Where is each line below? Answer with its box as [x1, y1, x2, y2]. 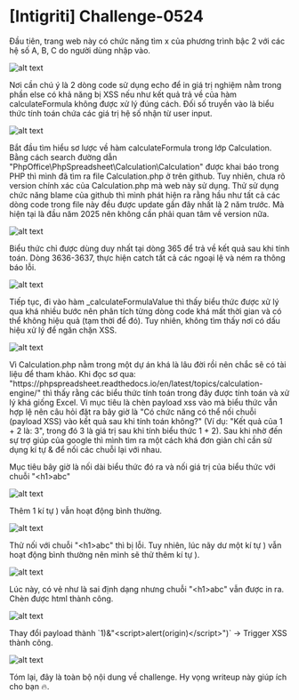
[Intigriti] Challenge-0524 [9, 6, 205, 27]
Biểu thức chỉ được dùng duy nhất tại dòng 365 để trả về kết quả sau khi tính [9, 243, 290, 253]
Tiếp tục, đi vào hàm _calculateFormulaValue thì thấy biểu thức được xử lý [9, 296, 279, 307]
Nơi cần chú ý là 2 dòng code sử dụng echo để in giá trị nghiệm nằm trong [9, 79, 282, 90]
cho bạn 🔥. [9, 680, 50, 691]
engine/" [9, 387, 42, 398]
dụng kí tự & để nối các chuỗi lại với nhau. [9, 444, 163, 455]
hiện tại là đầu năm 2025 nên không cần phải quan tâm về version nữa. [9, 208, 270, 219]
